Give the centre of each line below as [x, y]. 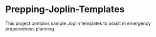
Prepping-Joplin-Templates [65, 9]
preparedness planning [30, 28]
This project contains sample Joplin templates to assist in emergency [78, 23]
